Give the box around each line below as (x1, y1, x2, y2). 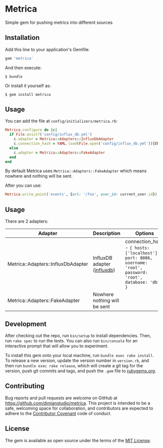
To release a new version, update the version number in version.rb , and (5, 358, 149, 363)
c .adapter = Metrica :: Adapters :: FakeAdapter (14, 150, 105, 155)
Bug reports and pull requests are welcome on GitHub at (5, 395, 118, 401)
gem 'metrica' (5, 56, 34, 61)
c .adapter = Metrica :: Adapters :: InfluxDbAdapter (14, 137, 114, 142)
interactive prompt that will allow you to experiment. (5, 343, 109, 349)
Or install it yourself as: (5, 83, 51, 89)
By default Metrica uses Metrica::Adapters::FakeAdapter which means (5, 168, 147, 174)
